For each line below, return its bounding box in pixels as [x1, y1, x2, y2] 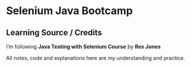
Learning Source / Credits [6, 28, 102, 38]
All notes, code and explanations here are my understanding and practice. [6, 55, 185, 61]
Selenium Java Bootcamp [6, 4, 133, 18]
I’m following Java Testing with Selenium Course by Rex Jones [6, 43, 161, 50]
